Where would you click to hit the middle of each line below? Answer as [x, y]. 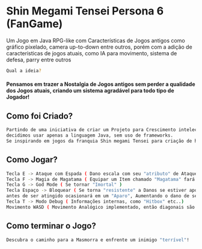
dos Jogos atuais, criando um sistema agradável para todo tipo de [90, 91]
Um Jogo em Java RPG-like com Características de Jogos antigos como [96, 40]
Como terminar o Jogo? [51, 226]
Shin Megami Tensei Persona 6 [85, 11]
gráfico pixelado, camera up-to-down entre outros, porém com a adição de [99, 47]
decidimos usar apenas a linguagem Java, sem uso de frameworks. [90, 136]
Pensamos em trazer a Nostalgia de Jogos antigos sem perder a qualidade [101, 84]
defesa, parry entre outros [39, 60]
